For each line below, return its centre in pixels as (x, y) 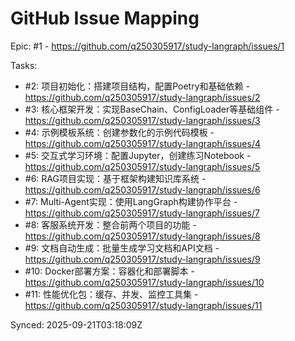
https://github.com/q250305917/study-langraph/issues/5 (142, 166)
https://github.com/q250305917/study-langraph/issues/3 (142, 120)
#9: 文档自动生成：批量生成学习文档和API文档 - (122, 248)
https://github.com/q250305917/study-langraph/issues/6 (142, 189)
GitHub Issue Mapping (105, 18)
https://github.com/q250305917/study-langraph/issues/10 (144, 282)
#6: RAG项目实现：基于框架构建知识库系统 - (115, 178)
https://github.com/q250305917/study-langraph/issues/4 (142, 143)
